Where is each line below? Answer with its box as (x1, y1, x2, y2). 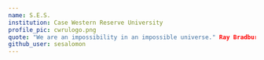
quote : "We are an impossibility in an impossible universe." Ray (8, 33, 230, 41)
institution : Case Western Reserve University (8, 19, 163, 26)
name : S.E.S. (8, 11, 51, 19)
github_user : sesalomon (8, 41, 86, 48)
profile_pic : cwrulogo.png (8, 26, 97, 34)
